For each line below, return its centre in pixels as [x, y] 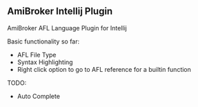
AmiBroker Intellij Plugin [60, 11]
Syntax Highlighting [45, 62]
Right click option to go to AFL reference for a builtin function [104, 69]
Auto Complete [39, 96]
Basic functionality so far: [43, 41]
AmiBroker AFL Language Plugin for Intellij [67, 28]
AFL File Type [37, 55]
